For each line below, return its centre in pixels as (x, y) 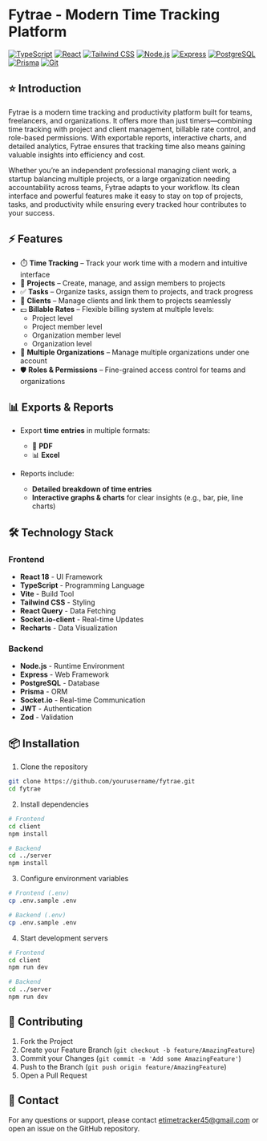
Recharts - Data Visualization (69, 628)
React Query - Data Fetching (68, 611)
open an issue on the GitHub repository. (74, 1128)
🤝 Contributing (46, 1022)
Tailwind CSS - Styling (57, 602)
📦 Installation (44, 743)
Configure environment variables (74, 879)
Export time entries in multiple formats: (85, 431)
